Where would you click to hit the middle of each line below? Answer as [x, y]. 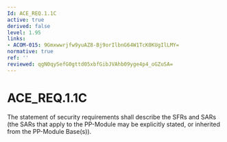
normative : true [30, 52]
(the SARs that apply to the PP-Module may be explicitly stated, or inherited [114, 124]
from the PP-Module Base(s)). [49, 131]
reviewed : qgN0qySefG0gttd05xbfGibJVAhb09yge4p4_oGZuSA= [90, 64]
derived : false [29, 26]
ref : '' [18, 58]
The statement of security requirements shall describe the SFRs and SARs [112, 117]
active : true [26, 20]
